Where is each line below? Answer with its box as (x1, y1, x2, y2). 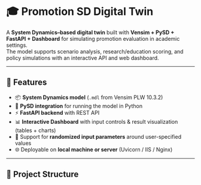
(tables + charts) (14, 127, 56, 134)
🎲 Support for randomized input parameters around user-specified (14, 133, 181, 140)
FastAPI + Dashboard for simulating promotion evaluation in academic (6, 35, 180, 42)
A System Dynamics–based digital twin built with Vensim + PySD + (6, 28, 175, 36)
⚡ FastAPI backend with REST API (14, 109, 100, 116)
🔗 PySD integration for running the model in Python (14, 102, 142, 109)
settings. (6, 41, 28, 49)
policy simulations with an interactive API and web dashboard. (6, 54, 160, 61)
